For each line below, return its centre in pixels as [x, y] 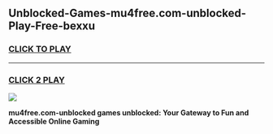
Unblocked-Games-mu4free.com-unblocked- [127, 13]
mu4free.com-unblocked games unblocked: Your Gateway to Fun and [129, 112]
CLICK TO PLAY [40, 50]
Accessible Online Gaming [54, 121]
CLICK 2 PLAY [37, 80]
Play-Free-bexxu [52, 26]
